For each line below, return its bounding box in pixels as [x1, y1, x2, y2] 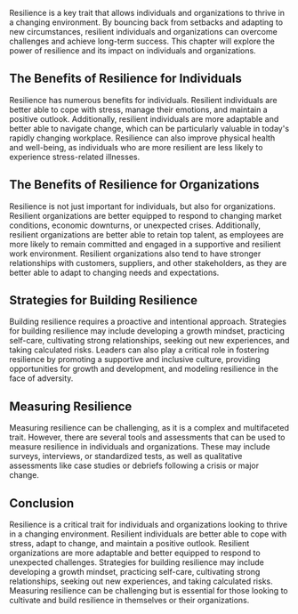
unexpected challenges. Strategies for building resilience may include [9, 557, 264, 568]
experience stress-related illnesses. [9, 151, 141, 162]
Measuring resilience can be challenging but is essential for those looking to [9, 586, 288, 596]
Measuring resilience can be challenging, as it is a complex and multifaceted [9, 423, 289, 433]
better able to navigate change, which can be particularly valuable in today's [9, 123, 290, 133]
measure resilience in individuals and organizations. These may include [9, 441, 270, 452]
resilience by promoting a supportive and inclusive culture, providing [9, 354, 261, 365]
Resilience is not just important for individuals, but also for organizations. [9, 200, 276, 212]
